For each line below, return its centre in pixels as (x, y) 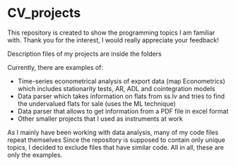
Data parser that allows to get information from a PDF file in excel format (123, 111)
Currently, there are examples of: (55, 67)
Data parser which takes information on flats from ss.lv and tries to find (121, 96)
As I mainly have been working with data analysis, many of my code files (113, 132)
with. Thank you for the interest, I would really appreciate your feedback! (113, 40)
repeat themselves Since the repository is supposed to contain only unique (117, 140)
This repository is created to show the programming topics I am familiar (111, 32)
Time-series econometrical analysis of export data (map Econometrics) (122, 81)
